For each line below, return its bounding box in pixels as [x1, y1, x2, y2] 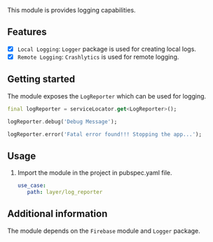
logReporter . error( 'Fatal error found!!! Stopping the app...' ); [7, 131, 202, 138]
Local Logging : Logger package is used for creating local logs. [17, 45, 196, 53]
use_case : [17, 182, 47, 190]
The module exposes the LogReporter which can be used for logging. [7, 92, 207, 100]
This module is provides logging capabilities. [7, 6, 136, 14]
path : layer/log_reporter [27, 189, 103, 196]
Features [7, 26, 47, 38]
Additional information [7, 208, 108, 220]
